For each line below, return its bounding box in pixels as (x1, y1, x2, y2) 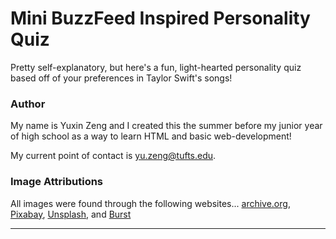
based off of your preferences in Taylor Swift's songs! (10, 72, 233, 84)
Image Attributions (10, 175, 104, 189)
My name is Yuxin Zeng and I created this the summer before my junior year (10, 120, 323, 132)
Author (10, 97, 46, 111)
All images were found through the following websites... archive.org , (10, 197, 291, 209)
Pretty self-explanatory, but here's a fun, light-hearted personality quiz (10, 61, 302, 73)
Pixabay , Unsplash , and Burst (10, 208, 132, 220)
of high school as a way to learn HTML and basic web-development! (10, 130, 292, 142)
